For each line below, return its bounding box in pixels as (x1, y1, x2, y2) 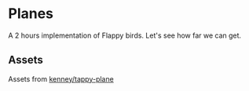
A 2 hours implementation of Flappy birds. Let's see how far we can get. (8, 31, 242, 40)
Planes (8, 5, 53, 23)
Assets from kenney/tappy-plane (8, 74, 114, 83)
